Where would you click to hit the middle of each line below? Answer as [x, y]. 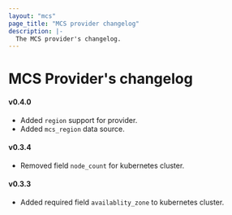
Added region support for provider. [79, 120]
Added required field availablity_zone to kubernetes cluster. [122, 202]
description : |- [36, 31]
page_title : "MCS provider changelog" [74, 24]
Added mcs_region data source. [72, 129]
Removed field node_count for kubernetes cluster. [102, 165]
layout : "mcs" [32, 16]
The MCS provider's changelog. [69, 39]
